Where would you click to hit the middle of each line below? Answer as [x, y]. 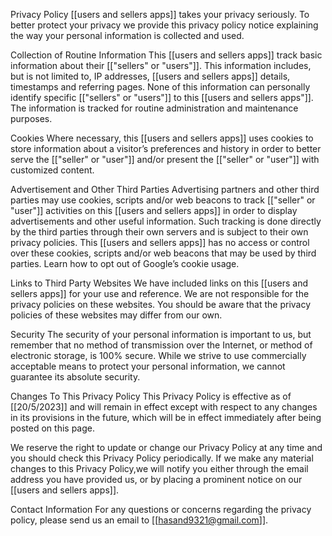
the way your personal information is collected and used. [127, 35]
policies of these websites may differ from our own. [116, 315]
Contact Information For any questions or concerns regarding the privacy [161, 509]
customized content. [52, 170]
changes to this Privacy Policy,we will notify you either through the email [159, 468]
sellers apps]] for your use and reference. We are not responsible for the [160, 293]
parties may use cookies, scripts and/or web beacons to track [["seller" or [163, 200]
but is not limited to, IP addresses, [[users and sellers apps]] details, [150, 76]
